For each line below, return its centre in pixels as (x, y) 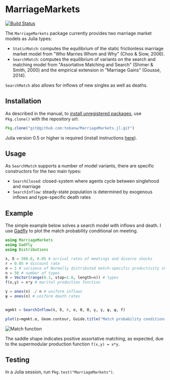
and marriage (27, 187)
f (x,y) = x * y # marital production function (53, 283)
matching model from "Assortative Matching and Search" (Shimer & (83, 64)
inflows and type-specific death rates (52, 197)
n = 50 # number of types (32, 273)
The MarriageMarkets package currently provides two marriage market (78, 33)
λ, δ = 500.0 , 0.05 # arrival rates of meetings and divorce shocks (79, 259)
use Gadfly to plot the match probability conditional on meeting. (72, 231)
